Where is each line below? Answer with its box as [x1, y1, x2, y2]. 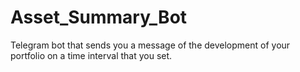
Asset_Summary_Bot [10, 6, 188, 29]
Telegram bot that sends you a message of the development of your [10, 39, 291, 51]
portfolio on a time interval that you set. [10, 49, 173, 61]
